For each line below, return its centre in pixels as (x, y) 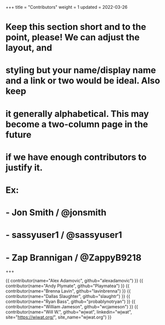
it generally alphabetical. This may (77, 114)
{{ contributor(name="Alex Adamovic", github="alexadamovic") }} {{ (74, 281)
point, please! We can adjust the (73, 38)
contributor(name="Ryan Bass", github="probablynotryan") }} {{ (70, 301)
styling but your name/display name (81, 70)
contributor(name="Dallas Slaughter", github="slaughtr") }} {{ (68, 296)
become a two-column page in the (77, 124)
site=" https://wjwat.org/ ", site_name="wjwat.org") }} (59, 317)
